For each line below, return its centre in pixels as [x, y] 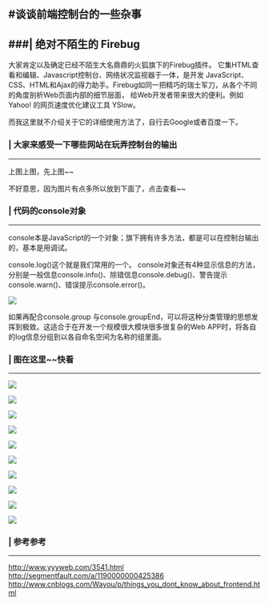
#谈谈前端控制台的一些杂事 [75, 14]
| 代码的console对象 [47, 211]
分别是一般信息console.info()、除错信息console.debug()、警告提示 [118, 274]
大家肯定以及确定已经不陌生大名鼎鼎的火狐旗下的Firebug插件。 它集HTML [130, 65]
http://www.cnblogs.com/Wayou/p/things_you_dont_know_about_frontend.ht [134, 584]
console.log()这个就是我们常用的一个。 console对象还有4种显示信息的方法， [134, 264]
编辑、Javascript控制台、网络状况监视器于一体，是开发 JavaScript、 [135, 75]
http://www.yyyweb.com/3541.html [66, 567]
